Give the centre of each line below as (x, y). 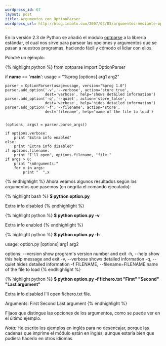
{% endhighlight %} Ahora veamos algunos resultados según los (71, 181)
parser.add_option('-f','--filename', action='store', (63, 108)
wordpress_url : (21, 23)
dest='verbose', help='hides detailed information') (100, 103)
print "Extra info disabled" (44, 146)
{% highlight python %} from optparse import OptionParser (65, 67)
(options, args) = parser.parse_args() (46, 125)
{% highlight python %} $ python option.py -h (52, 235)
